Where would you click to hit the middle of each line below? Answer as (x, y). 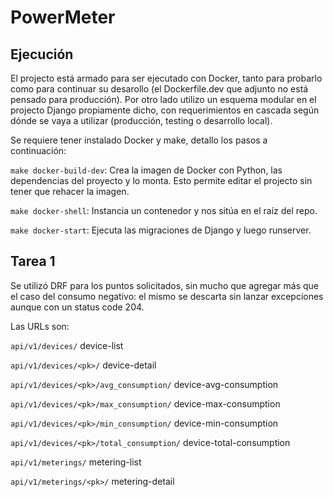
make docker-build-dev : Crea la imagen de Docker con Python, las (146, 170)
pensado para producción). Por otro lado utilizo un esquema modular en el (163, 99)
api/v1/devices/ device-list (67, 345)
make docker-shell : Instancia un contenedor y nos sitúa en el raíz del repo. (164, 210)
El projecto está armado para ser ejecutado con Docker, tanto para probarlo (166, 78)
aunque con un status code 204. (77, 307)
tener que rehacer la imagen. (70, 191)
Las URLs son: (40, 326)
